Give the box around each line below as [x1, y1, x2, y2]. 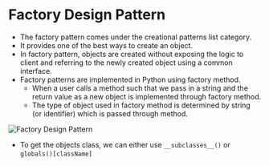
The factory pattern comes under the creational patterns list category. [19, 32, 252, 42]
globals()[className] [19, 150, 92, 158]
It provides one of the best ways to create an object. [19, 40, 194, 50]
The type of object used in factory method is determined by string [31, 100, 251, 110]
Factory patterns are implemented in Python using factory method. [19, 75, 241, 84]
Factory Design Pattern [8, 6, 166, 24]
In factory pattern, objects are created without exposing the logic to [19, 49, 244, 59]
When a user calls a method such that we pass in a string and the [31, 83, 249, 93]
